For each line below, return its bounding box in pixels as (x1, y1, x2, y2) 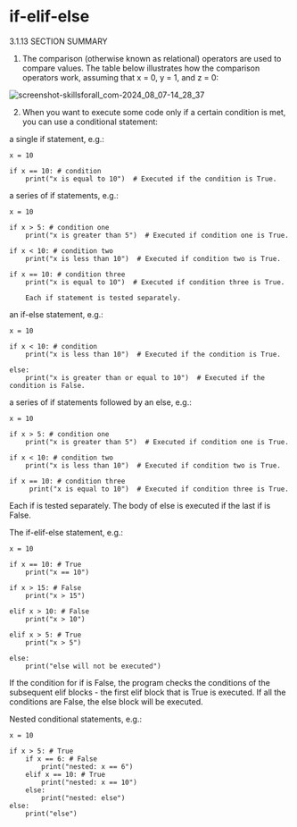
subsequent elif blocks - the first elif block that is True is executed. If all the (9, 687, 286, 697)
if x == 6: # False (25, 754, 98, 764)
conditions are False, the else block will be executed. (9, 696, 203, 707)
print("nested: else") (41, 793, 126, 802)
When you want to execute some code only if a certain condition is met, (21, 106, 286, 117)
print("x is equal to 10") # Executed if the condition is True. (25, 174, 277, 183)
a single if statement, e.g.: (9, 133, 105, 144)
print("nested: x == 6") (41, 762, 134, 771)
